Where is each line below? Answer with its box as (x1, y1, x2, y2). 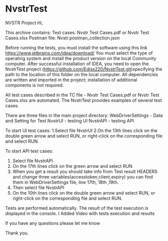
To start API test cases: (5, 148, 53, 154)
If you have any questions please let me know (5, 220, 100, 226)
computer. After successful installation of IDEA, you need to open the (5, 61, 149, 67)
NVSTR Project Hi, (5, 20, 43, 26)
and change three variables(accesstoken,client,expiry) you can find (12, 173, 153, 179)
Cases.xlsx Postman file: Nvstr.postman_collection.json (5, 35, 120, 41)
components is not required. (5, 82, 64, 88)
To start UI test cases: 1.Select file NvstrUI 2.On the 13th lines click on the (5, 127, 158, 134)
